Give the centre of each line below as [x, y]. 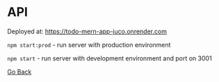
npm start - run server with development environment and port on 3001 [109, 58]
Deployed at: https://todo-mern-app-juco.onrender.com [87, 31]
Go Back [19, 72]
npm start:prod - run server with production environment [89, 44]
